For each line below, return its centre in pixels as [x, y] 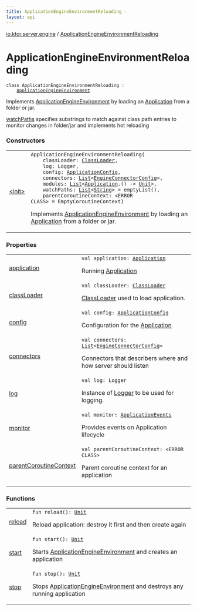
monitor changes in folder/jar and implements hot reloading [78, 125]
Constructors [26, 140]
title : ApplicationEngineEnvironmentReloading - [67, 11]
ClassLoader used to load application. [133, 298]
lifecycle [93, 435]
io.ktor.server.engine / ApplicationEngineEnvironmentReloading [82, 33]
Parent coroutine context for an [124, 468]
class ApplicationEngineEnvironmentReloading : [65, 86]
